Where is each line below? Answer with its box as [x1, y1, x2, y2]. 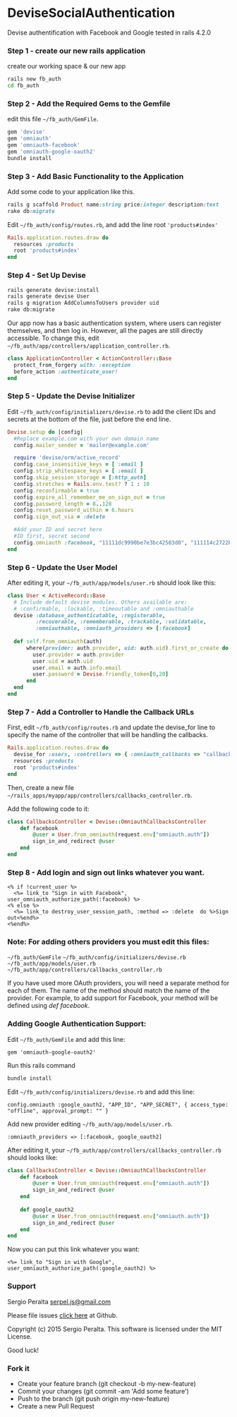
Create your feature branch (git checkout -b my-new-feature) [17, 1379, 196, 1387]
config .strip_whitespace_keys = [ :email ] [13, 468, 143, 475]
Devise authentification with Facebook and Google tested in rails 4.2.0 [7, 28, 212, 37]
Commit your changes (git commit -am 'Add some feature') [17, 1387, 189, 1395]
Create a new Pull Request [17, 1401, 95, 1410]
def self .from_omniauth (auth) [13, 638, 102, 645]
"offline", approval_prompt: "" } [7, 1107, 109, 1114]
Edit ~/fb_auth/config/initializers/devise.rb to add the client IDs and [7, 407, 217, 415]
